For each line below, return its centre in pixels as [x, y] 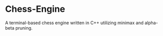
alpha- [151, 23]
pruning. [24, 28]
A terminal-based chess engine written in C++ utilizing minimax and [74, 23]
